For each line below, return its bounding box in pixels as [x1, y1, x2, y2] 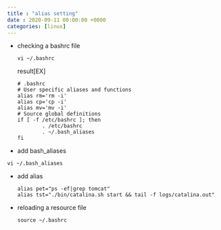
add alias [17, 172, 43, 180]
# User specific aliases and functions [17, 87, 132, 94]
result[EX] [17, 67, 46, 76]
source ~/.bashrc [17, 217, 67, 224]
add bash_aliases [17, 147, 67, 155]
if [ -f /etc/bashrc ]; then [17, 116, 101, 124]
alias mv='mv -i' [17, 105, 67, 112]
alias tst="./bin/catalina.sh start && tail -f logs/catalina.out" [17, 191, 215, 198]
